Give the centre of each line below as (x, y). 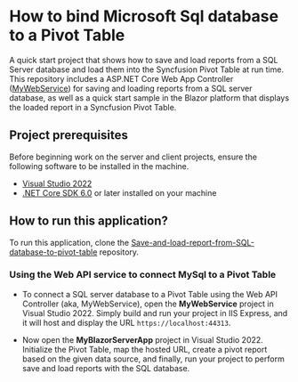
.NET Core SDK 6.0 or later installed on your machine (119, 192)
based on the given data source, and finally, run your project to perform (153, 359)
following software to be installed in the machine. (99, 166)
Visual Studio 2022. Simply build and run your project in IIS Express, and (155, 313)
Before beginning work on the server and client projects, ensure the (133, 157)
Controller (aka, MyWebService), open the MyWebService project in (148, 304)
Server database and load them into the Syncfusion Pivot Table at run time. (147, 69)
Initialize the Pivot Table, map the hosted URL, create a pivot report (145, 349)
